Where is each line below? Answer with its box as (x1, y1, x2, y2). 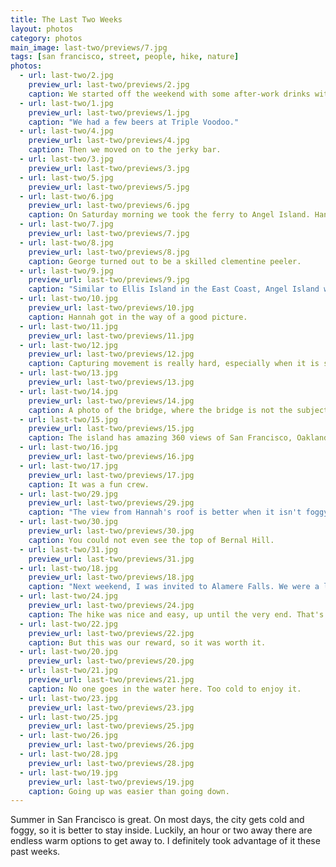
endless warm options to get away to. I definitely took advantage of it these (10, 835, 321, 847)
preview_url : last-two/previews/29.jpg (28, 498, 195, 508)
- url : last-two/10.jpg (19, 294, 118, 304)
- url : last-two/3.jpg (19, 154, 114, 164)
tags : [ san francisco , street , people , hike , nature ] (10, 52, 240, 62)
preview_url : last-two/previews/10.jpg (28, 303, 195, 313)
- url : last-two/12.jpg (19, 340, 118, 350)
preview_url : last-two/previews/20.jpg (28, 656, 195, 666)
